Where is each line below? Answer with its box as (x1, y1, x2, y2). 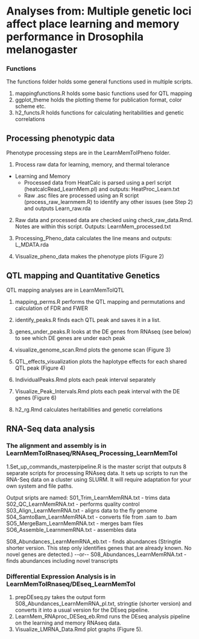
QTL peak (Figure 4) (14, 364, 66, 372)
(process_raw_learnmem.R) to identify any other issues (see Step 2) (24, 198, 193, 206)
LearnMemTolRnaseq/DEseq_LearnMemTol (6, 580, 136, 588)
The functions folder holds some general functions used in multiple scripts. (6, 78, 193, 85)
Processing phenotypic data (6, 133, 115, 143)
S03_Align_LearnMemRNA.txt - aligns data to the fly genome (6, 506, 158, 514)
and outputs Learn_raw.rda (24, 205, 91, 212)
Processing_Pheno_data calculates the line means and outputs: (14, 235, 172, 242)
